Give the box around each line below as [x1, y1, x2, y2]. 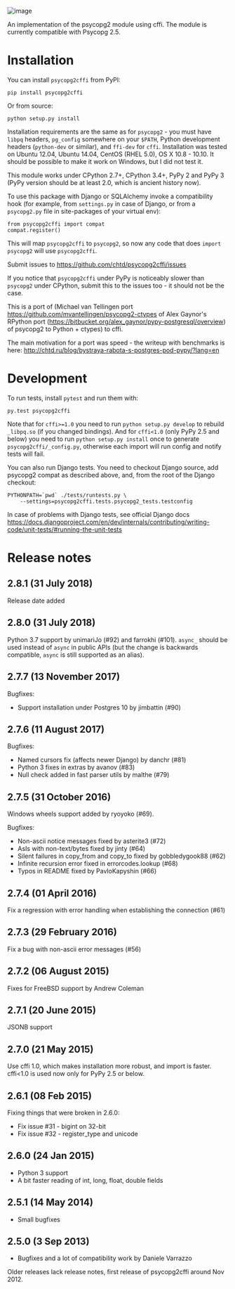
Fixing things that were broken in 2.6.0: [7, 1108, 120, 1117]
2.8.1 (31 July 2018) [7, 577, 93, 590]
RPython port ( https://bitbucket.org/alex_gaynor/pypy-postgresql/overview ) [7, 317, 226, 326]
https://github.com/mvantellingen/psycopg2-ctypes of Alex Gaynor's [7, 309, 207, 318]
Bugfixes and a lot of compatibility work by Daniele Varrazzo [17, 1254, 193, 1262]
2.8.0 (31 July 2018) [7, 617, 96, 629]
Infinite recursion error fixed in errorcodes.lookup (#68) [17, 859, 178, 868]
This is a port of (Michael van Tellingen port [7, 302, 133, 311]
